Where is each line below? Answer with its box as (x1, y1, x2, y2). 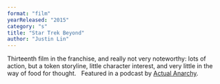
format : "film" (7, 10, 51, 17)
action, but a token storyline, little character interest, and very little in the (7, 62, 213, 70)
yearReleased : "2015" (7, 17, 70, 23)
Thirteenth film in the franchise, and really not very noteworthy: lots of (7, 54, 206, 63)
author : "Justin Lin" (7, 36, 70, 43)
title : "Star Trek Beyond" (7, 29, 85, 36)
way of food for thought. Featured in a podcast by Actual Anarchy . (7, 70, 199, 78)
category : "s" (7, 23, 48, 30)
